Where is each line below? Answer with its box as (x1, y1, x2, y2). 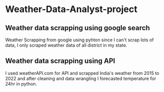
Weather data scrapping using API (5, 57, 115, 65)
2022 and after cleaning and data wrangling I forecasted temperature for (5, 75, 156, 81)
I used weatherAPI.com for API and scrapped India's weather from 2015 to (5, 70, 159, 76)
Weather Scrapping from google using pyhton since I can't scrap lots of (5, 37, 154, 43)
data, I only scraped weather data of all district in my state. (5, 42, 128, 48)
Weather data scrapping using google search (5, 24, 150, 32)
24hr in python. (5, 80, 37, 86)
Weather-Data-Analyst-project (5, 4, 138, 15)
